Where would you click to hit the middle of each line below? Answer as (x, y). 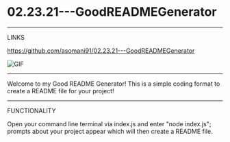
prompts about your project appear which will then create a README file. (110, 131)
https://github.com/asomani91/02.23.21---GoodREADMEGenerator (101, 50)
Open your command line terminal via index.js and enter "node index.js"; (109, 123)
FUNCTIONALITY (31, 110)
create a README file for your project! (61, 91)
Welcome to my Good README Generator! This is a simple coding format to (114, 84)
